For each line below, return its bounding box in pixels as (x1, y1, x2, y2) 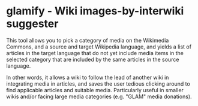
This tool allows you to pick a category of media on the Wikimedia (6, 37, 169, 44)
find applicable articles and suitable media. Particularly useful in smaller (6, 86, 184, 93)
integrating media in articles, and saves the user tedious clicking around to (6, 80, 190, 87)
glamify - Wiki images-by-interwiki (6, 4, 184, 18)
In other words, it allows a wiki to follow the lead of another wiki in (6, 74, 169, 81)
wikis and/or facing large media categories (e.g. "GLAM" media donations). (6, 93, 192, 100)
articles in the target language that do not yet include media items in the (6, 49, 184, 56)
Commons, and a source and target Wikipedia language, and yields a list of (6, 43, 192, 50)
